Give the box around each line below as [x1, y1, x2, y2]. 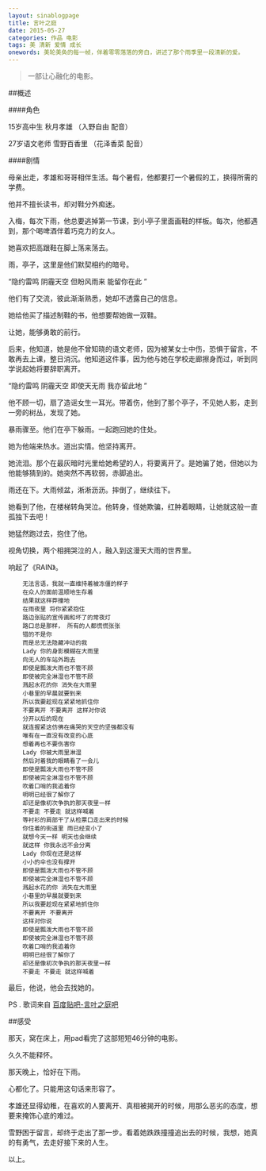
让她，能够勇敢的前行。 [8, 327, 85, 337]
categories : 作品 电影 [8, 33, 78, 42]
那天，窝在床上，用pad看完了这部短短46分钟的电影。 [8, 1034, 182, 1042]
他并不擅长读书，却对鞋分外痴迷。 [8, 199, 120, 209]
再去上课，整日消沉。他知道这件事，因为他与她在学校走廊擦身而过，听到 [14, 354, 251, 364]
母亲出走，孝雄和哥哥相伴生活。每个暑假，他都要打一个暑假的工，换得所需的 [8, 172, 258, 182]
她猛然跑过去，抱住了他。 [8, 529, 92, 538]
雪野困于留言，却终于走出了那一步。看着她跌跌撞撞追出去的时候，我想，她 [8, 1128, 251, 1137]
